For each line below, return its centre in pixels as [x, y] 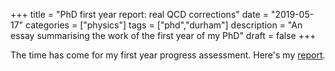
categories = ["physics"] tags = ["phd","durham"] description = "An [164, 25]
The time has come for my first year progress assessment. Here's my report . [168, 55]
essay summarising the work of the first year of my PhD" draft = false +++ [163, 35]
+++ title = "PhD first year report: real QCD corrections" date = [139, 14]
